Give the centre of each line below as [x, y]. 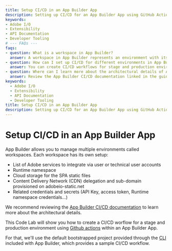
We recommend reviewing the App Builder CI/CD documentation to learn [82, 207]
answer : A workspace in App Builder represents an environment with [84, 58]
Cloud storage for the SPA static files [51, 175]
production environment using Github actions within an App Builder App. [82, 227]
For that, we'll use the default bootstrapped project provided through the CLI [86, 238]
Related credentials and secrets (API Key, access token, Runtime [81, 192]
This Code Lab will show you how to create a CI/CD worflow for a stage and [85, 222]
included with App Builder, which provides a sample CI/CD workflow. [78, 243]
